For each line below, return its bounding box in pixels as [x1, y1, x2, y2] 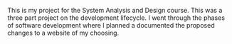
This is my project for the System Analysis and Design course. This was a [7, 6, 223, 14]
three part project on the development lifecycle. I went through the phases [7, 13, 226, 22]
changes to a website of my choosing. [7, 28, 120, 37]
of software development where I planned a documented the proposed [7, 21, 215, 29]
